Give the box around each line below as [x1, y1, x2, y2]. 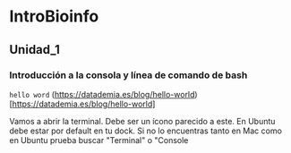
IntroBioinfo [9, 6, 99, 27]
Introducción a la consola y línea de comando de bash [9, 69, 248, 81]
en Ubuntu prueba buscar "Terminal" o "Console [9, 134, 189, 145]
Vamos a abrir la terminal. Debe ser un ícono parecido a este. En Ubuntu [9, 115, 276, 126]
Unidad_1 [9, 42, 60, 57]
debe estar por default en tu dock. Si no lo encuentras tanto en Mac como [9, 125, 282, 136]
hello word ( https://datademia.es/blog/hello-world [9, 89, 195, 99]
